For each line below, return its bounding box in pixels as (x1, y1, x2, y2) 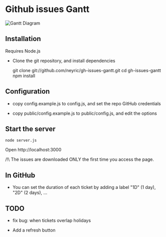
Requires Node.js (5, 48, 41, 54)
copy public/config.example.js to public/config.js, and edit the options (12, 110, 157, 116)
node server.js (5, 138, 37, 143)
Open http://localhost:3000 (5, 147, 62, 153)
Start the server (5, 124, 56, 133)
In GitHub (5, 171, 36, 179)
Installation (5, 35, 41, 43)
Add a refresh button (12, 227, 56, 233)
